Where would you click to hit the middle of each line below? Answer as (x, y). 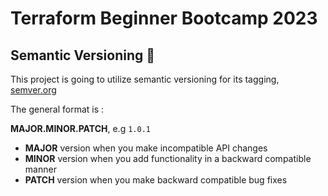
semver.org (33, 90)
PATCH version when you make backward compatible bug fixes (156, 180)
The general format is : (57, 109)
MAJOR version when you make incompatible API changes (146, 148)
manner (40, 169)
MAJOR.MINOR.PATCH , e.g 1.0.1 (80, 128)
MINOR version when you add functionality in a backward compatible (168, 158)
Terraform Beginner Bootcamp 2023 (164, 18)
